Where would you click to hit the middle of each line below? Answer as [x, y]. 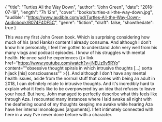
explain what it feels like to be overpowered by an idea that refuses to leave [80, 89]
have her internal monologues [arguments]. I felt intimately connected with [79, 109]
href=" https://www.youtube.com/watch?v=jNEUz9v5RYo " [62, 63]
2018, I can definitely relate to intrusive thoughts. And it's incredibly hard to [80, 84]
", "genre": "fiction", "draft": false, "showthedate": [104, 22]
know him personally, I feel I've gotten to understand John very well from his [81, 47]
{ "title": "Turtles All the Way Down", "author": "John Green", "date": [72, 7]
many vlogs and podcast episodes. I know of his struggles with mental [75, 52]
